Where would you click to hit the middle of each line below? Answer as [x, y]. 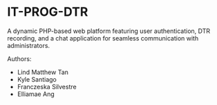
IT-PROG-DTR [48, 12]
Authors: [19, 58]
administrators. [29, 45]
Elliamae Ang [36, 94]
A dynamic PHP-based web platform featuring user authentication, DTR [109, 31]
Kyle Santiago [37, 79]
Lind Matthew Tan [43, 72]
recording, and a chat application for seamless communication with [103, 38]
